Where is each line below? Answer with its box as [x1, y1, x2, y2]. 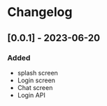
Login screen [17, 76, 56, 84]
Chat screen [17, 83, 53, 91]
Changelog [7, 4, 73, 20]
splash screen [17, 68, 58, 77]
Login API [17, 91, 45, 99]
